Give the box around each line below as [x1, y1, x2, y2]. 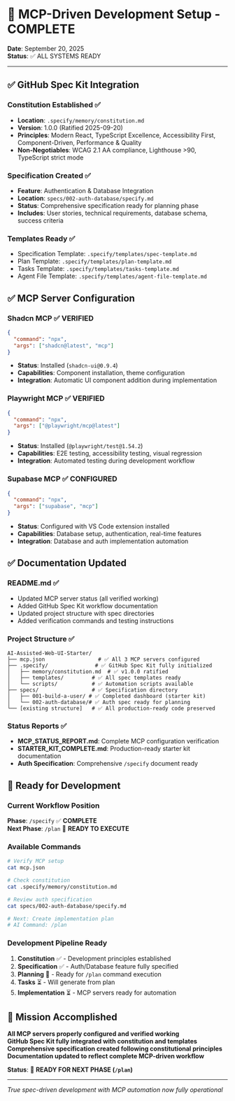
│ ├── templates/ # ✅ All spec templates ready [7, 674, 181, 681]
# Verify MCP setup [7, 857, 64, 865]
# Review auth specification [7, 896, 92, 903]
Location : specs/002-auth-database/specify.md [17, 194, 154, 202]
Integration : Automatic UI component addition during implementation [17, 376, 218, 384]
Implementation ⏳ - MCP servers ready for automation [17, 988, 177, 997]
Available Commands [7, 841, 82, 851]
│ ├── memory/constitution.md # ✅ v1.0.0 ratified [7, 668, 169, 675]
